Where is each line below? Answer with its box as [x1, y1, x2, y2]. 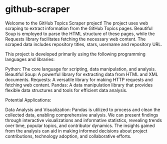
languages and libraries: [5, 56, 55, 62]
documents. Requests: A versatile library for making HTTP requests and [5, 76, 153, 82]
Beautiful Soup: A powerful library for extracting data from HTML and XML [5, 71, 158, 77]
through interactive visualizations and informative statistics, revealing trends [5, 117, 162, 123]
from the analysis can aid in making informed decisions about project [5, 127, 147, 133]
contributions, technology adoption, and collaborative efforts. [5, 133, 131, 139]
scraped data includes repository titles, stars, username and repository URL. [5, 41, 162, 47]
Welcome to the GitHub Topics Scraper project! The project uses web [5, 20, 148, 26]
